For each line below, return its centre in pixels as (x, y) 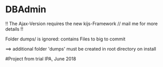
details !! (14, 29)
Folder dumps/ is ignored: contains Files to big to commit (65, 39)
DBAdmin (26, 9)
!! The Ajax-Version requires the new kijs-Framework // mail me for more (81, 24)
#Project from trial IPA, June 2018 (41, 59)
